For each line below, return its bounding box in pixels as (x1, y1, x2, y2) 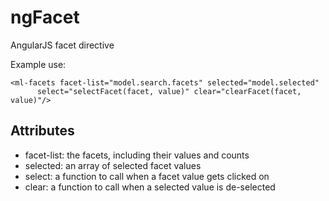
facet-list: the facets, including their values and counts (24, 149, 250, 161)
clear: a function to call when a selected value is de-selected (24, 181, 276, 193)
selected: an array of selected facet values (24, 159, 202, 171)
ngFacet (10, 6, 80, 29)
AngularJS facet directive (10, 39, 115, 51)
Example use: (10, 58, 67, 70)
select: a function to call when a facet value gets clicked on (24, 170, 270, 182)
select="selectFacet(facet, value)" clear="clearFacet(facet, (36, 86, 302, 96)
